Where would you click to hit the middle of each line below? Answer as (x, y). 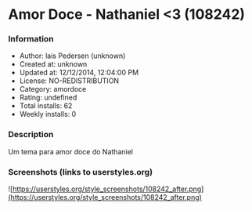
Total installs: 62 (46, 106)
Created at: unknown (53, 64)
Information (31, 39)
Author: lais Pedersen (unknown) (72, 56)
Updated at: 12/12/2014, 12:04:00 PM (79, 73)
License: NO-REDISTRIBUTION (69, 81)
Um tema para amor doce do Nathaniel (70, 151)
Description (31, 135)
